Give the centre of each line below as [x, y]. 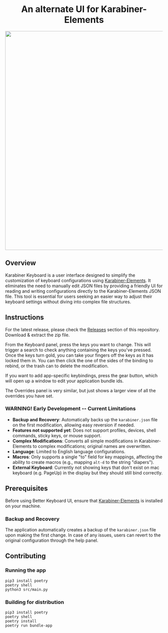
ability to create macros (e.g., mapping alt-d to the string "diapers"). [83, 462]
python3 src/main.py [27, 589]
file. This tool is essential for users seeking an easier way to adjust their [79, 296]
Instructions [24, 318]
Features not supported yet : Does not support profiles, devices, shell [84, 430]
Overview [21, 263]
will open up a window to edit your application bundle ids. [64, 381]
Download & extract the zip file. [37, 335]
